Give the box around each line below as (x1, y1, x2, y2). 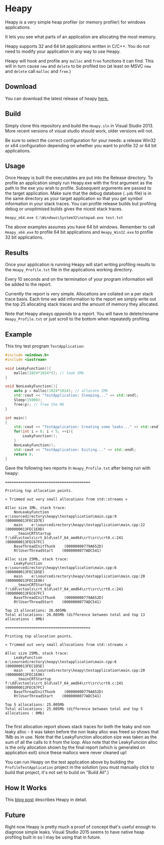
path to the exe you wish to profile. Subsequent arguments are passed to (5, 185, 152, 191)
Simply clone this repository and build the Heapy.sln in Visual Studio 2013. (5, 123, 154, 129)
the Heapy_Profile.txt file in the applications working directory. (5, 267, 133, 273)
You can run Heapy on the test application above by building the (5, 759, 134, 765)
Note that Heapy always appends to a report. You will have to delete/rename (5, 311, 159, 317)
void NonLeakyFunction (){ (5, 384, 58, 389)
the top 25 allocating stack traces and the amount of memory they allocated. (5, 301, 159, 307)
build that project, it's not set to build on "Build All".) (5, 770, 109, 776)
